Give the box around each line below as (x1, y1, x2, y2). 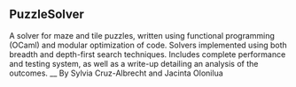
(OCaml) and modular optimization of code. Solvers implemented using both (9, 40, 288, 50)
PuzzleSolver (9, 7, 84, 22)
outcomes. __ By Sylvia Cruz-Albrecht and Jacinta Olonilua (9, 68, 223, 78)
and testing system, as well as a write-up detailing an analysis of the (9, 58, 259, 69)
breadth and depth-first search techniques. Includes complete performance (9, 48, 286, 60)
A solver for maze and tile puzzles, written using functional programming (9, 30, 275, 40)
